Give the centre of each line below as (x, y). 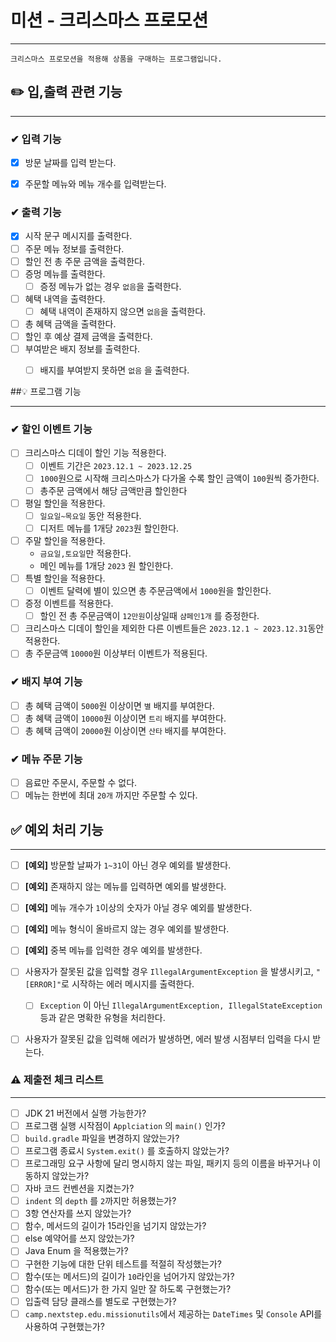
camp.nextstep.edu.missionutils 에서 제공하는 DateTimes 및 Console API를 (173, 1313)
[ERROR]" (43, 985)
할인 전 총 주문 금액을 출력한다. (84, 261)
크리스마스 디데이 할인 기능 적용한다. (95, 453)
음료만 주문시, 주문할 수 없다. (81, 783)
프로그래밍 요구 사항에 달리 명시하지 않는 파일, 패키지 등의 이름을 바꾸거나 (167, 1163)
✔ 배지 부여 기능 (46, 682)
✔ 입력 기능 (36, 139)
